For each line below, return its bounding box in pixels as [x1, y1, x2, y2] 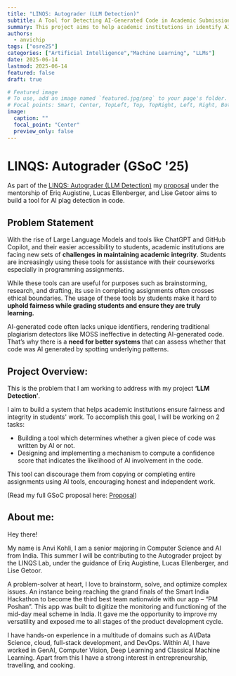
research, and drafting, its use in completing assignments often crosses [7, 287, 214, 295]
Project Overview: [7, 365, 88, 377]
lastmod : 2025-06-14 [7, 63, 68, 70]
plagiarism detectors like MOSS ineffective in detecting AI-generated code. [7, 330, 225, 339]
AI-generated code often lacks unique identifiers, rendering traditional [7, 323, 210, 331]
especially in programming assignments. [7, 265, 124, 274]
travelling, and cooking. [7, 661, 75, 669]
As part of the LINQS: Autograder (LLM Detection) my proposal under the [7, 181, 219, 190]
